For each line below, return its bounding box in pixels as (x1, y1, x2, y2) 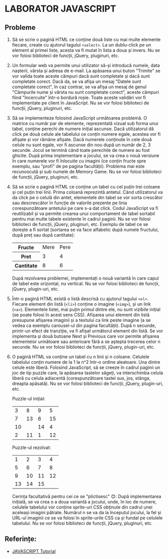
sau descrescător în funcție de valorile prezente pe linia (12, 200, 127, 206)
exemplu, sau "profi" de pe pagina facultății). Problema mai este (12, 163, 145, 169)
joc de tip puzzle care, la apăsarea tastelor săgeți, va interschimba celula (12, 370, 163, 376)
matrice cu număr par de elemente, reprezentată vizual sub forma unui (12, 121, 159, 126)
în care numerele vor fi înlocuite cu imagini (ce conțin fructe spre (12, 158, 146, 164)
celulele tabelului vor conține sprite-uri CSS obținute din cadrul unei (12, 504, 153, 510)
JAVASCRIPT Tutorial (12, 548, 56, 554)
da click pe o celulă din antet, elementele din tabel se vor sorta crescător (12, 195, 163, 200)
